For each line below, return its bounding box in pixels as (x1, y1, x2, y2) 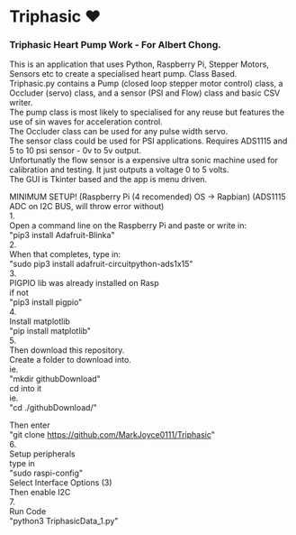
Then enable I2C (9, 487, 71, 498)
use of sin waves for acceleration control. (9, 116, 164, 127)
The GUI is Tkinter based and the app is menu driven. (9, 174, 208, 185)
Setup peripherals (9, 448, 76, 459)
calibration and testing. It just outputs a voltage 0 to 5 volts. (9, 164, 229, 175)
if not (9, 287, 29, 299)
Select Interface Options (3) (9, 477, 112, 488)
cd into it (9, 383, 42, 394)
